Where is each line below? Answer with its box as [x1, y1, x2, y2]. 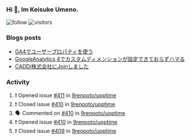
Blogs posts [6, 34, 42, 42]
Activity [6, 78, 30, 86]
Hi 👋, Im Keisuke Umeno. [6, 5, 79, 14]
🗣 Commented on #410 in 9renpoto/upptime [14, 109, 125, 116]
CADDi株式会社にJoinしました [14, 62, 90, 70]
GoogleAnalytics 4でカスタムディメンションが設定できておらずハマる [14, 55, 185, 62]
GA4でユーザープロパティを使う [14, 47, 94, 55]
